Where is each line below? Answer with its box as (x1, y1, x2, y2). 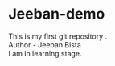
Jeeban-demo (8, 5, 105, 23)
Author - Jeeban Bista (8, 39, 82, 49)
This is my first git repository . (8, 31, 107, 41)
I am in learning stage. (8, 48, 82, 58)
